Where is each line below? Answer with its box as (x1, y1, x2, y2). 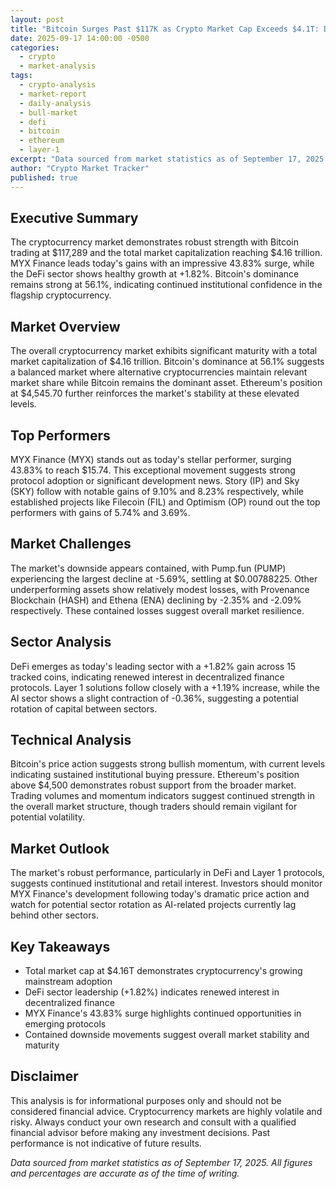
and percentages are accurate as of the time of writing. (10, 1167, 240, 1179)
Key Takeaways (10, 938, 111, 955)
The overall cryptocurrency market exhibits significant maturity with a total (10, 345, 318, 357)
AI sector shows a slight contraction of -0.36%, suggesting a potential (10, 692, 300, 704)
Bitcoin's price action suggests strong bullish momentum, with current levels (10, 758, 326, 770)
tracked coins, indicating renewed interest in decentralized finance (10, 671, 285, 683)
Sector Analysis (10, 634, 112, 651)
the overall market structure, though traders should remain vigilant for (10, 801, 298, 813)
